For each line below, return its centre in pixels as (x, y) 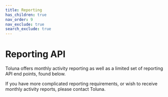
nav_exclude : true (25, 24)
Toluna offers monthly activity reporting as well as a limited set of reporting (84, 68)
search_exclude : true (28, 29)
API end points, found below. (35, 74)
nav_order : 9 (19, 19)
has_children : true (26, 15)
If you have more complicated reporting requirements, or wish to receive (81, 84)
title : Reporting (24, 10)
